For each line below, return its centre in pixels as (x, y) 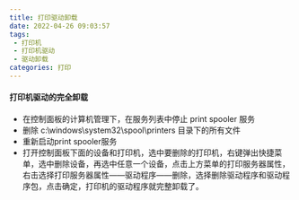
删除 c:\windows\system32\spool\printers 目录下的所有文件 (131, 130)
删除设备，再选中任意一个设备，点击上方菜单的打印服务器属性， (171, 164)
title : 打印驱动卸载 (44, 17)
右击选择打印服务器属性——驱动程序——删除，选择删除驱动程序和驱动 (152, 175)
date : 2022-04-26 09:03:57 (60, 26)
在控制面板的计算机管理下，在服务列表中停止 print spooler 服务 (139, 119)
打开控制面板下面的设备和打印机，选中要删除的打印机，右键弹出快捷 (148, 152)
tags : (19, 34)
